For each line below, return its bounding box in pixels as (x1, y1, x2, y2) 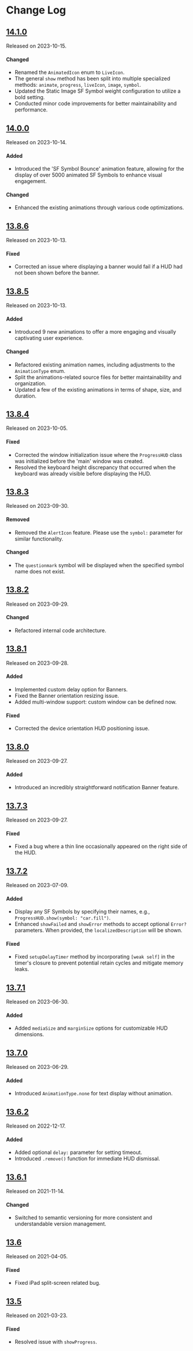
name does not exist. (14, 568, 66, 575)
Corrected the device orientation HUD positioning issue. (14, 725, 150, 732)
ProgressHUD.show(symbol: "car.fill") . (14, 914, 111, 921)
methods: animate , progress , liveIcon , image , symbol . (14, 82, 142, 89)
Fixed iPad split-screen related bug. (14, 1279, 101, 1286)
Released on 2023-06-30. (6, 998, 69, 1006)
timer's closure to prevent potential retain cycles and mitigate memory (14, 959, 184, 966)
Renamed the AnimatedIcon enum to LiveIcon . (14, 69, 125, 76)
